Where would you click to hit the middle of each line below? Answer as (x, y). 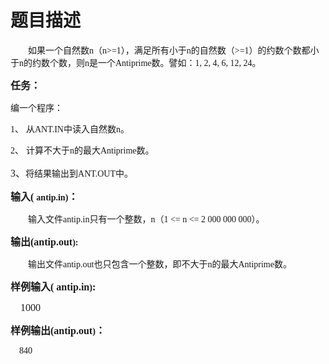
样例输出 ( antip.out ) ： (58, 330)
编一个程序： (36, 107)
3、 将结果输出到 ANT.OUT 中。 (72, 173)
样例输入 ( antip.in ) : (53, 287)
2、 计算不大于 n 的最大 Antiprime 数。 (82, 150)
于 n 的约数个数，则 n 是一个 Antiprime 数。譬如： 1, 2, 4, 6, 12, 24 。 (136, 62)
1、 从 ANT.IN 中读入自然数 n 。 (70, 129)
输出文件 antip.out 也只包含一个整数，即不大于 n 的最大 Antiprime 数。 (160, 264)
